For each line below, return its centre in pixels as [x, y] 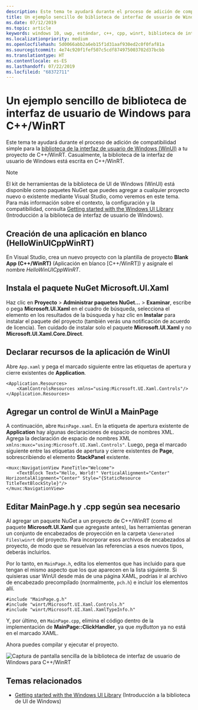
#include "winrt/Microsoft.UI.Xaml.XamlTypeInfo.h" [71, 610]
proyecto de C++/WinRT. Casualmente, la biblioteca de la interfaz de [90, 155]
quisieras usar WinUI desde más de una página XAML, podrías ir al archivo [97, 576]
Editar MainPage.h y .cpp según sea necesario [93, 506]
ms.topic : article [29, 28]
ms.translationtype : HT [35, 55]
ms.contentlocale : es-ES [37, 61]
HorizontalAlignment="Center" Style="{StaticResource [74, 478]
